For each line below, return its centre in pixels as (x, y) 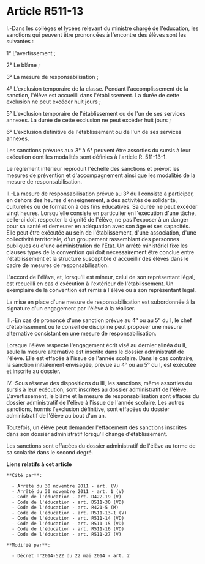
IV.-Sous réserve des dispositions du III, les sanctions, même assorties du (99, 383)
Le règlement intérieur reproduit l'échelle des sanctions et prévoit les (93, 168)
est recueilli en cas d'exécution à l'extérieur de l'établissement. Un (90, 284)
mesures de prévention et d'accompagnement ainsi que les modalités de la (101, 175)
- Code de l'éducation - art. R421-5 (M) (65, 507)
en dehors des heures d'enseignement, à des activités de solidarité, (92, 200)
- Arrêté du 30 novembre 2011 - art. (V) (65, 486)
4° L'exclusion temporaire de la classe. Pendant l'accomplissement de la (97, 88)
